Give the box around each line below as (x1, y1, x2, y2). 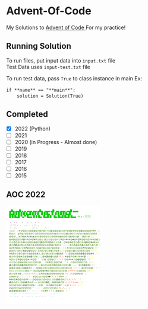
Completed (6, 109, 49, 120)
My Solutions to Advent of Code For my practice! (6, 24, 126, 31)
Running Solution (6, 41, 71, 51)
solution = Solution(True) (17, 93, 84, 99)
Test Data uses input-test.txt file (6, 63, 90, 70)
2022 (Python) (14, 125, 51, 132)
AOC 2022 (6, 189, 46, 200)
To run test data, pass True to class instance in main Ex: (6, 74, 143, 82)
